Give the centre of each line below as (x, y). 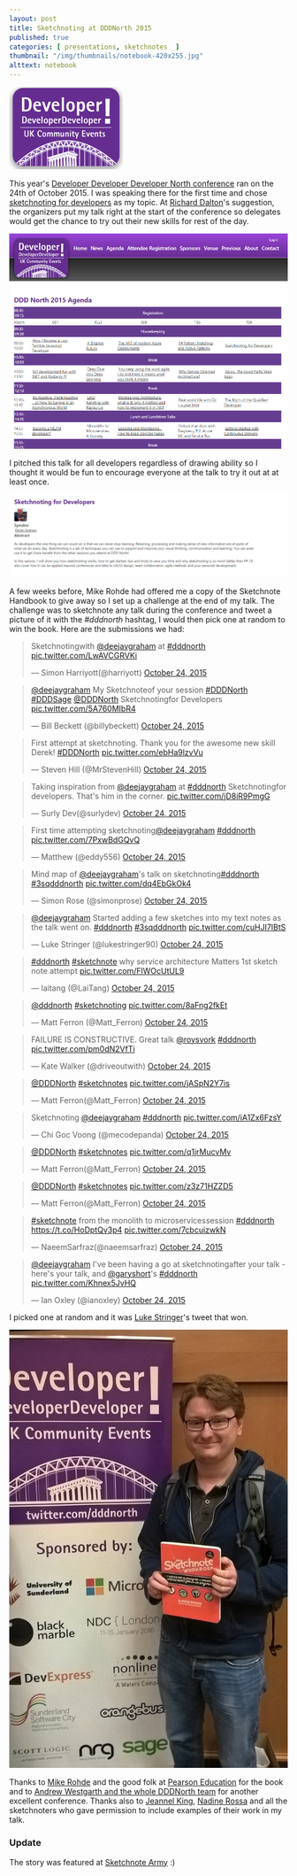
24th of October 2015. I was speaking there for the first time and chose (138, 193)
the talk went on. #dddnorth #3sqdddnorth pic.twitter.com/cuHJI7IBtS (158, 927)
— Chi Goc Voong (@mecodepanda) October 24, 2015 (130, 1134)
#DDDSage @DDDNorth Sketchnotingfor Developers (126, 699)
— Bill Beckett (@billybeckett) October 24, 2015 (118, 725)
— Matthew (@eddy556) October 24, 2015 (108, 857)
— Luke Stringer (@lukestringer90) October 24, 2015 (127, 944)
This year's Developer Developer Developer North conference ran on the (141, 183)
